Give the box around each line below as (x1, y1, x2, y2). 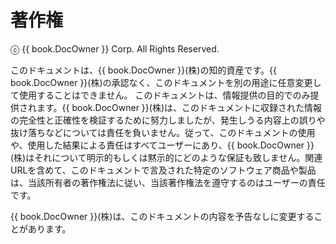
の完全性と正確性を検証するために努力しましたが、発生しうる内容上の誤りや (10, 114, 326, 126)
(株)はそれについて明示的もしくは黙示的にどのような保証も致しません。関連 (10, 151, 323, 163)
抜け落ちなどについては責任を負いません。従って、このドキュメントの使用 (10, 126, 316, 138)
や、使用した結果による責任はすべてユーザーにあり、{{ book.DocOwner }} (10, 139, 315, 151)
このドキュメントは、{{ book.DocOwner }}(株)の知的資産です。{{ (10, 64, 277, 76)
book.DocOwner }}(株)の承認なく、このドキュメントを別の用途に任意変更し (10, 76, 322, 88)
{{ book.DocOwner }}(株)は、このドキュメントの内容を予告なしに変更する (10, 210, 315, 222)
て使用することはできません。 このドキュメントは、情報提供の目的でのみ (10, 89, 311, 101)
